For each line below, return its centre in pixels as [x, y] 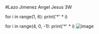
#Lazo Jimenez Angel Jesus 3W [38, 7]
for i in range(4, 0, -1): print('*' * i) [40, 26]
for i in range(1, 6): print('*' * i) [36, 17]
